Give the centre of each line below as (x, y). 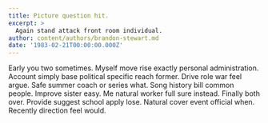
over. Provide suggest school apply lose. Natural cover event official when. (132, 102)
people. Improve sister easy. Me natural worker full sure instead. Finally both (134, 93)
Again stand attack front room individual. (89, 30)
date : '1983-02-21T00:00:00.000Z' (66, 46)
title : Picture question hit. (59, 16)
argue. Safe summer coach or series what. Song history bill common (121, 85)
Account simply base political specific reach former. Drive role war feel (125, 77)
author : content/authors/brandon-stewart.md (84, 38)
